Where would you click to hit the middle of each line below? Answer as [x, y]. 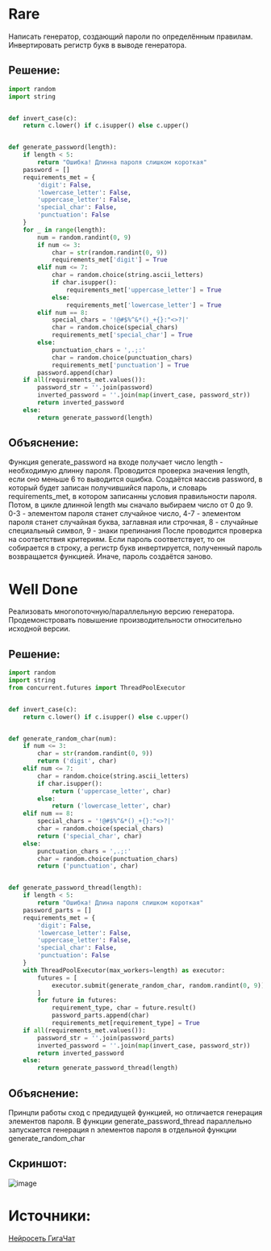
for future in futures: [77, 1001]
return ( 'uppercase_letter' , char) [111, 791]
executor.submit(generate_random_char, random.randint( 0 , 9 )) [158, 985]
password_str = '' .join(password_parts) [106, 1038]
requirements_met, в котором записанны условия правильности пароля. [133, 497]
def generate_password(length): [63, 147]
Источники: [50, 1215]
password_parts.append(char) [100, 1016]
